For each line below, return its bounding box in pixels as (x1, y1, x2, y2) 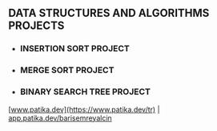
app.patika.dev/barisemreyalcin (8, 113, 112, 123)
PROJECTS (8, 19, 65, 33)
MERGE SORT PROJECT (19, 64, 115, 76)
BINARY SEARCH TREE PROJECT (19, 86, 151, 97)
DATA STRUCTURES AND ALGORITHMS (8, 6, 210, 20)
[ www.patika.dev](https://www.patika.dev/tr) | (8, 104, 160, 114)
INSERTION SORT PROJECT (19, 43, 131, 55)
